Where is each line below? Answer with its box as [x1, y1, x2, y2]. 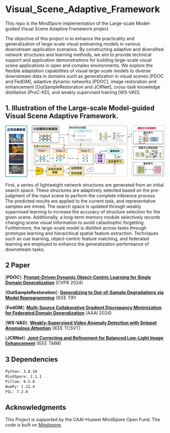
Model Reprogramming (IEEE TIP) [5, 295, 77, 301]
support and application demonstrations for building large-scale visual [5, 57, 152, 63]
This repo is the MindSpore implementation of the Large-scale [5, 20, 135, 26]
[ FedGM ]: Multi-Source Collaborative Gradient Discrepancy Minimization [5, 305, 162, 311]
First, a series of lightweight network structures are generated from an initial [5, 182, 164, 188]
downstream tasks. [5, 246, 45, 252]
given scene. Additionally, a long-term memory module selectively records [5, 214, 160, 220]
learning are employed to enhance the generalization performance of [5, 241, 149, 247]
